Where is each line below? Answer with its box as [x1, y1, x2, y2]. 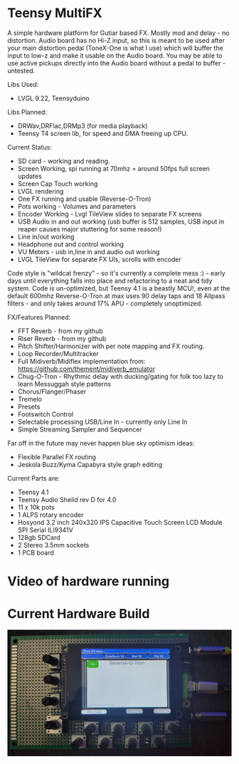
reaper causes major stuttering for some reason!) [17, 224, 162, 233]
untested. [7, 66, 36, 75]
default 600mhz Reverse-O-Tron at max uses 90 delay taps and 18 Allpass [7, 291, 225, 300]
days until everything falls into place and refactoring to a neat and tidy [7, 276, 213, 285]
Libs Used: [7, 80, 39, 88]
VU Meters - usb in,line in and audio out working [17, 247, 160, 256]
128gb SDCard [17, 533, 60, 542]
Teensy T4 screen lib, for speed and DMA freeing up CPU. [17, 129, 188, 137]
